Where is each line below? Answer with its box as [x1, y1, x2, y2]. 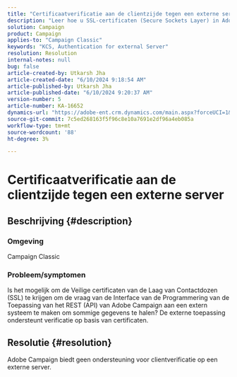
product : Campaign [7, 30, 61, 37]
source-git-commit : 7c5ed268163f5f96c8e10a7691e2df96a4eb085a [7, 115, 194, 122]
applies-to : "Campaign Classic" [7, 37, 102, 44]
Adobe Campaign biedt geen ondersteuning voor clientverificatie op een [7, 355, 218, 364]
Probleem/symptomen [7, 270, 86, 280]
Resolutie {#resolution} [7, 337, 112, 349]
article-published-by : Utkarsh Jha [7, 83, 112, 90]
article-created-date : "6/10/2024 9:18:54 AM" [7, 76, 147, 83]
